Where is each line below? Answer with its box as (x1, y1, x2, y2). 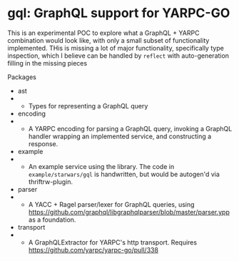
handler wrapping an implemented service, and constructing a (28, 132, 212, 140)
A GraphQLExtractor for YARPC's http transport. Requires (28, 237, 198, 247)
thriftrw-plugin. (28, 177, 73, 186)
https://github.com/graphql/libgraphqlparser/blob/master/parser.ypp (28, 208, 230, 216)
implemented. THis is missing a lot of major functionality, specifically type (7, 43, 225, 52)
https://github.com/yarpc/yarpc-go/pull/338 (28, 245, 159, 254)
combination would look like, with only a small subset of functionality (7, 36, 210, 44)
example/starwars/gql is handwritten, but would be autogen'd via (28, 170, 220, 178)
